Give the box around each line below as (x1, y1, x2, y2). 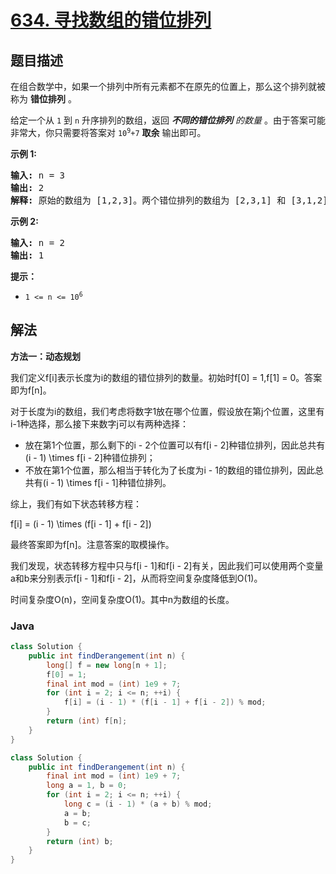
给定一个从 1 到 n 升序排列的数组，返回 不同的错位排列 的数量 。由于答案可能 (10, 114, 326, 126)
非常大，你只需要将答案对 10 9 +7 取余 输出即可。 (10, 127, 207, 138)
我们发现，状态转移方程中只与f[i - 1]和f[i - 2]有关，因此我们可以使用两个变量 (10, 559, 324, 571)
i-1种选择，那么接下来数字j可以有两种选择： (10, 417, 189, 430)
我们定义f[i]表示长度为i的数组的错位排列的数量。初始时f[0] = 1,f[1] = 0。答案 (10, 371, 323, 383)
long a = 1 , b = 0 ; (46, 781, 128, 791)
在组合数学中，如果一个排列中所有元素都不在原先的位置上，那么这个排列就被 (10, 81, 326, 92)
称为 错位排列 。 (10, 93, 77, 105)
